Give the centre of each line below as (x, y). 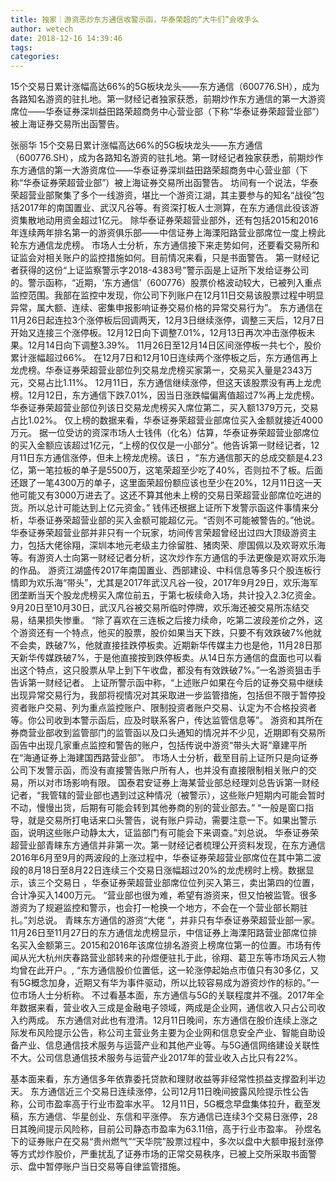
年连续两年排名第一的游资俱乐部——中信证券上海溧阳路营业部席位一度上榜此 (168, 233)
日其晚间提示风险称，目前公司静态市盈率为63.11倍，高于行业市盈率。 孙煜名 (166, 1129)
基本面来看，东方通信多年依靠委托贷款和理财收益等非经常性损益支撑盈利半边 (168, 1079)
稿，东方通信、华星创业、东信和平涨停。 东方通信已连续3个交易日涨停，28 (164, 1117)
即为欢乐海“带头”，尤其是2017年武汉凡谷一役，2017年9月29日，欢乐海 (164, 583)
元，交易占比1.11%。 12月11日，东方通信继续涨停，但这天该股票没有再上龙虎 (166, 383)
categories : (35, 57)
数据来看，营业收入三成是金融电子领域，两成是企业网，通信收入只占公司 (167, 1008)
